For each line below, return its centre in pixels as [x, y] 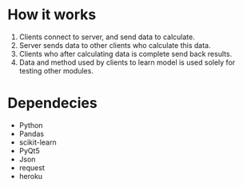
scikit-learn [38, 142]
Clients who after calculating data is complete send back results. [125, 54]
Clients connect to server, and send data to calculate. [107, 37]
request [32, 167]
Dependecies [52, 103]
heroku [31, 176]
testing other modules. [56, 70]
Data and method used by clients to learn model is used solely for [127, 62]
